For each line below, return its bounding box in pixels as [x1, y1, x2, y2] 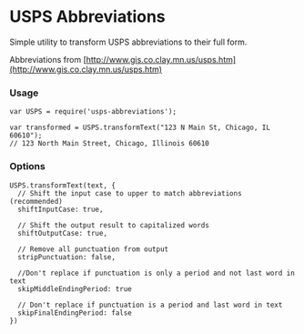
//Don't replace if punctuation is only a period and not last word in [17, 268, 296, 278]
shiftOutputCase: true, [17, 228, 107, 238]
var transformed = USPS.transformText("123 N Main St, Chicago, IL [9, 123, 271, 133]
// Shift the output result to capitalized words [17, 220, 209, 229]
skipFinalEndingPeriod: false [17, 308, 132, 318]
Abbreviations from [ [9, 54, 86, 65]
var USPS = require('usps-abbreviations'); [9, 107, 177, 116]
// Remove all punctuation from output [17, 244, 169, 254]
